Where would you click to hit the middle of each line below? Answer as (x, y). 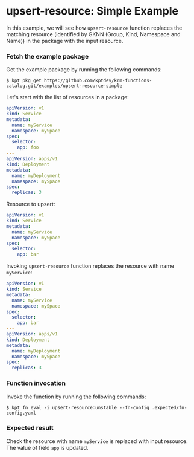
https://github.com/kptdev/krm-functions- (98, 81)
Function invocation (36, 383)
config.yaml (21, 413)
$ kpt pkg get (24, 81)
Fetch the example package (48, 56)
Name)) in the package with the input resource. (65, 41)
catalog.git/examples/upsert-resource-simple (64, 86)
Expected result (30, 428)
